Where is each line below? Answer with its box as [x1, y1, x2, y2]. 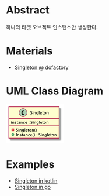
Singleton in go [14, 183, 51, 190]
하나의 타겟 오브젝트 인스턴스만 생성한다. [6, 23, 98, 30]
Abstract [6, 4, 50, 17]
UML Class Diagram [6, 84, 104, 98]
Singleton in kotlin [14, 177, 58, 184]
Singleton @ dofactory [14, 64, 69, 71]
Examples [6, 158, 55, 171]
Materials [6, 44, 53, 58]
